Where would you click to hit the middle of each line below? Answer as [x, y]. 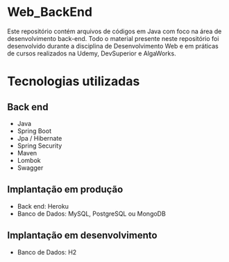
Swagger [30, 168]
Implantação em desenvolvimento [82, 235]
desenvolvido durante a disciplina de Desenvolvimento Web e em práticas [113, 46]
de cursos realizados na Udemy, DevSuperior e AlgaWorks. [92, 53]
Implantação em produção [65, 190]
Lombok [29, 160]
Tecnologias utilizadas [74, 81]
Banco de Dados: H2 [47, 252]
